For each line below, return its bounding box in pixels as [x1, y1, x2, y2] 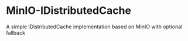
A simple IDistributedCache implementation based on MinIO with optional [6, 23, 183, 30]
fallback [6, 29, 25, 36]
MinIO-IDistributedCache [6, 4, 132, 17]
